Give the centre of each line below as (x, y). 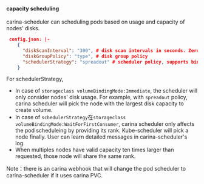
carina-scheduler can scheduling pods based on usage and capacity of (96, 22)
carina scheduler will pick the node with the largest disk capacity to (99, 103)
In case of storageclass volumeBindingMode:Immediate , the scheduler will (106, 91)
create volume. (34, 110)
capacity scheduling (33, 8)
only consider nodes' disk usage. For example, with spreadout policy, (101, 97)
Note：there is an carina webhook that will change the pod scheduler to (96, 169)
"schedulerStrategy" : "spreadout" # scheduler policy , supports (105, 62)
